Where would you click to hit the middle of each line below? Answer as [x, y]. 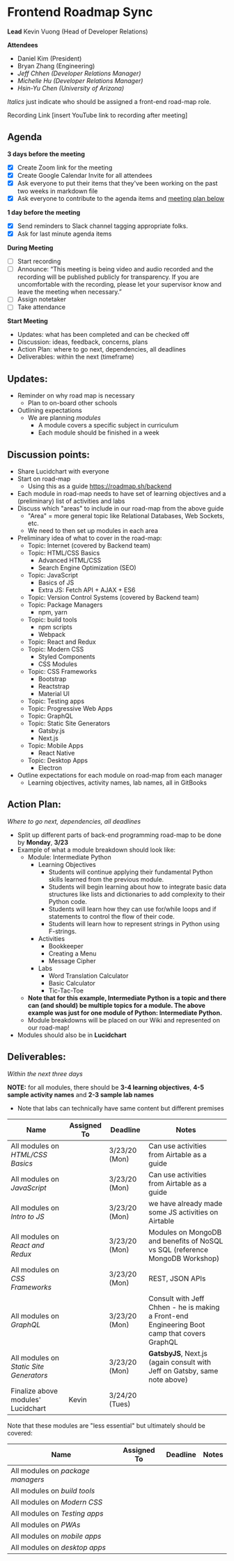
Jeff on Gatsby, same [184, 1371]
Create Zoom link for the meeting [65, 167]
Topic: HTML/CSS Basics [64, 553]
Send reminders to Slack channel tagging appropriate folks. [102, 226]
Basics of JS [56, 582]
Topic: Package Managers [65, 605]
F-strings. [62, 931]
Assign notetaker [41, 299]
